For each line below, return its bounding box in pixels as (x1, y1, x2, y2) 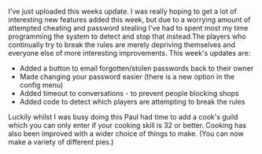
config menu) (19, 80, 64, 90)
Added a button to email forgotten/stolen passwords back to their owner (19, 64, 254, 73)
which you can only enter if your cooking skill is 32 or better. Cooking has (8, 121, 246, 130)
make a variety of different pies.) (8, 137, 114, 146)
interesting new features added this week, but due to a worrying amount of (8, 15, 251, 24)
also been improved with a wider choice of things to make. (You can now (8, 129, 244, 138)
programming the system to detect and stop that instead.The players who (8, 31, 246, 41)
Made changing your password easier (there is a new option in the (19, 72, 234, 81)
